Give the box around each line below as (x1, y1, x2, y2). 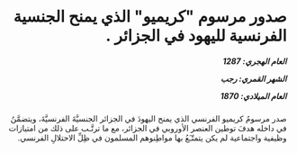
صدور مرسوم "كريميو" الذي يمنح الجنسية (13, 6, 287, 27)
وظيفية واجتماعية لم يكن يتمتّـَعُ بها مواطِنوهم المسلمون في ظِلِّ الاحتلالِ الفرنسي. (17, 132, 287, 143)
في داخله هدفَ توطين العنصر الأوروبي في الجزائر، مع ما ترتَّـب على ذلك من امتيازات (8, 123, 287, 134)
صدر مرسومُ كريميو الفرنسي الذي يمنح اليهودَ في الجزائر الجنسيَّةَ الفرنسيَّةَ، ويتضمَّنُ (10, 113, 287, 124)
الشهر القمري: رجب (220, 73, 287, 84)
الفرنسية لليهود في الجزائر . (105, 25, 287, 46)
